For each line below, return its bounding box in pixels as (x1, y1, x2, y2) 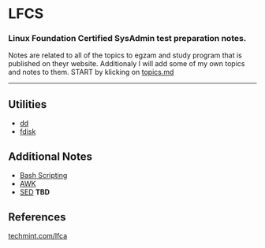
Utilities (8, 98, 47, 111)
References (8, 210, 66, 224)
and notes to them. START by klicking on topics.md (8, 68, 174, 77)
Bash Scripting (19, 171, 68, 180)
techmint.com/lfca (8, 231, 68, 240)
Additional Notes (8, 150, 93, 163)
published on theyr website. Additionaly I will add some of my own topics (8, 59, 245, 68)
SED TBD (19, 187, 50, 197)
